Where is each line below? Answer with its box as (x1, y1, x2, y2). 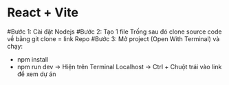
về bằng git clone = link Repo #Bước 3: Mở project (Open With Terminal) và (7, 34, 220, 42)
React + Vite (7, 5, 79, 21)
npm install (17, 55, 49, 63)
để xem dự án (17, 70, 56, 78)
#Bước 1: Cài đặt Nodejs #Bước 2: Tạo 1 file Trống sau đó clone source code (7, 27, 222, 36)
